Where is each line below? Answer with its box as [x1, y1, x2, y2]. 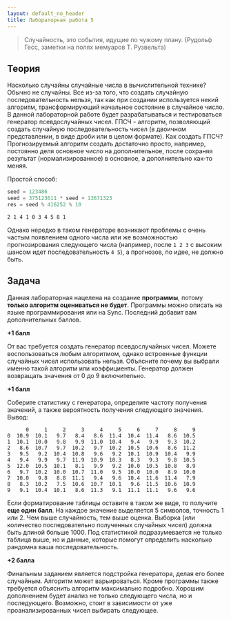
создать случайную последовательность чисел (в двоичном [7, 125, 186, 133]
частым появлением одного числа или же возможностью [7, 233, 178, 241]
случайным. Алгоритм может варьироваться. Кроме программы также [7, 577, 219, 585]
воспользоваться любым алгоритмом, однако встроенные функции [7, 349, 208, 357]
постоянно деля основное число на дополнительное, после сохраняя [7, 147, 213, 155]
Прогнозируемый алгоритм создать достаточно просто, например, [7, 139, 206, 148]
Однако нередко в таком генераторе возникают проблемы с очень [7, 226, 205, 234]
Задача [7, 275, 41, 287]
